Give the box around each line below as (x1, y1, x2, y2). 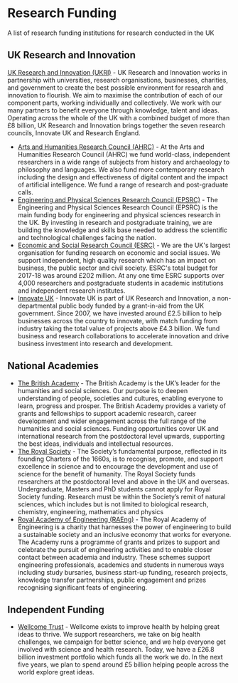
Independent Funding (7, 603, 105, 615)
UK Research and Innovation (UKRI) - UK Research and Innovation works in (7, 68, 227, 76)
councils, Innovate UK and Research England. (7, 128, 141, 137)
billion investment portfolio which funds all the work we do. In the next (17, 653, 223, 662)
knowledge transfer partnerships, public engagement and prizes (17, 575, 207, 584)
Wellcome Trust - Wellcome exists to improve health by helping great (17, 622, 220, 631)
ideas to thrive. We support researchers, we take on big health (17, 630, 200, 639)
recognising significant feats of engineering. (17, 583, 148, 592)
